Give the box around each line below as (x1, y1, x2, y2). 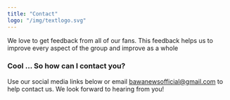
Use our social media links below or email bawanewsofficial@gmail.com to (7, 77, 224, 85)
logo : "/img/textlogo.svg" (7, 17, 87, 24)
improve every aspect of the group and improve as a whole (7, 44, 179, 52)
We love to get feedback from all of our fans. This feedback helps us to (7, 36, 213, 44)
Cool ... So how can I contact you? (7, 61, 126, 71)
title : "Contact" (7, 10, 58, 18)
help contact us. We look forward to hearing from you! (7, 85, 164, 93)
